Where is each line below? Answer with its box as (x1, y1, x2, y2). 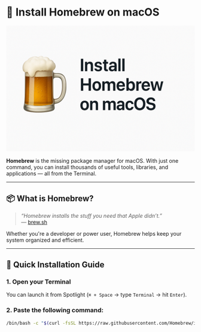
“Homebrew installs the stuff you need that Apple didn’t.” (20, 212, 163, 220)
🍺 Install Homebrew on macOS (6, 5, 160, 19)
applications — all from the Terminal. (6, 170, 97, 177)
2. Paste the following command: (6, 306, 104, 315)
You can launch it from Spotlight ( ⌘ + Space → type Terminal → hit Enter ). (6, 291, 187, 299)
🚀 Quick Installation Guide (6, 260, 105, 270)
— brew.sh (20, 218, 48, 226)
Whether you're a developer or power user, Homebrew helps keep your (6, 230, 182, 237)
